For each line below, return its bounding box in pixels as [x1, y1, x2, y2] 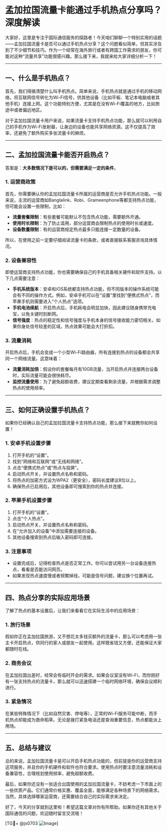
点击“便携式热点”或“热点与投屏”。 [12, 465, 82, 471]
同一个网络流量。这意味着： [5, 355, 62, 362]
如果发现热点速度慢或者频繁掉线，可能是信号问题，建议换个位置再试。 [12, 572, 157, 579]
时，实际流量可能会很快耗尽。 [12, 372, 74, 378]
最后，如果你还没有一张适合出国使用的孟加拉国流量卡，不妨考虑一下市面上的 [5, 781, 162, 787]
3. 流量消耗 [5, 337, 32, 344]
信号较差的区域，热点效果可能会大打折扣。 [29, 323, 117, 329]
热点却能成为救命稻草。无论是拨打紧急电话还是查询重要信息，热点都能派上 [9, 717, 162, 723]
